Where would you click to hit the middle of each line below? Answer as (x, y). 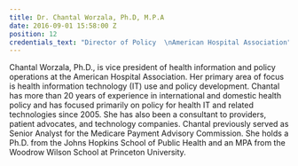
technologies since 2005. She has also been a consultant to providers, (138, 115)
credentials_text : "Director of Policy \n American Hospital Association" (150, 42)
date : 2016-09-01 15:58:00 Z (63, 26)
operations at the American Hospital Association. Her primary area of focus (147, 77)
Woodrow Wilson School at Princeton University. (98, 153)
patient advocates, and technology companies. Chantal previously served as (149, 124)
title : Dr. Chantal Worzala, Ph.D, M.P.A (87, 17)
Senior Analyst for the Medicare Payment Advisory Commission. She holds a (149, 133)
